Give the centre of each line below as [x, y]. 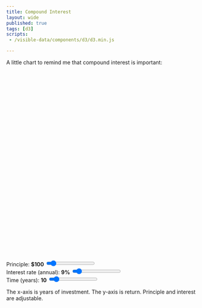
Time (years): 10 [27, 280]
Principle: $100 [25, 264]
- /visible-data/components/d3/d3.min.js [62, 40]
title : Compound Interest [39, 12]
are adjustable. [25, 298]
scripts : [17, 34]
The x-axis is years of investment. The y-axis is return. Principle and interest [101, 292]
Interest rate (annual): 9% [38, 272]
